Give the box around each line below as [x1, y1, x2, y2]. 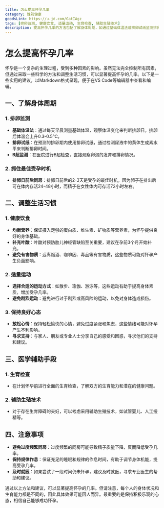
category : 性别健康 [5, 12, 42, 17]
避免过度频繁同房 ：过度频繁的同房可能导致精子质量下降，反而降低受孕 [12, 444, 154, 450]
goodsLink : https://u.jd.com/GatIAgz [5, 16, 82, 21]
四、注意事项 [5, 430, 44, 438]
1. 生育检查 [5, 371, 30, 378]
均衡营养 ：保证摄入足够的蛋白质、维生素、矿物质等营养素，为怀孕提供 [12, 227, 154, 233]
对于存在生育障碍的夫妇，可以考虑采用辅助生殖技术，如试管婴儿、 [12, 409, 145, 414]
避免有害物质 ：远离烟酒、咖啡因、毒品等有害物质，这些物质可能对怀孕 [12, 251, 154, 257]
